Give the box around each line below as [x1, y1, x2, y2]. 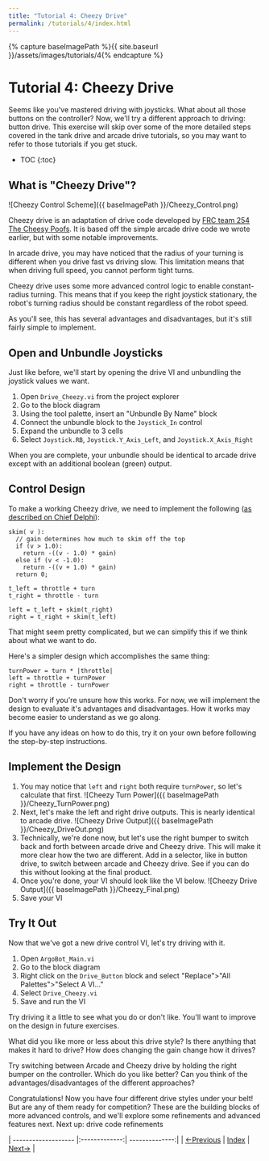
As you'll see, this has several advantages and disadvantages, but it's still [8, 314, 252, 324]
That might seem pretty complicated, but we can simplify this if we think [8, 627, 248, 637]
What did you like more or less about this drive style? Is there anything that [8, 1036, 256, 1046]
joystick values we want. [8, 376, 90, 386]
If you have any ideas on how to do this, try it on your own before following [8, 728, 257, 738]
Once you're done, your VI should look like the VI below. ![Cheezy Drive [19, 876, 258, 885]
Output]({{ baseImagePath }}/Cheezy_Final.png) [19, 884, 180, 894]
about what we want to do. [8, 635, 97, 645]
